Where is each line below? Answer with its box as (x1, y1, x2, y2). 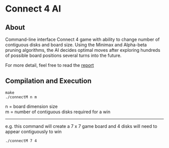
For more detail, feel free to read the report (5, 62, 94, 68)
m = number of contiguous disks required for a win (5, 109, 111, 115)
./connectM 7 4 (5, 138, 37, 143)
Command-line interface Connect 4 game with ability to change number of (5, 36, 160, 42)
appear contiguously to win (5, 128, 62, 134)
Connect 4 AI (5, 3, 61, 15)
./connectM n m (5, 94, 37, 100)
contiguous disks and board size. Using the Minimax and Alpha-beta (5, 42, 147, 48)
